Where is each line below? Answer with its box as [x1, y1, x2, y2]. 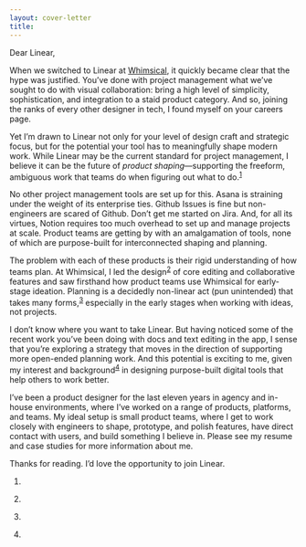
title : [9, 22, 35, 31]
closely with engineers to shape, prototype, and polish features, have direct [9, 421, 294, 432]
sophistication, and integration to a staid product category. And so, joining [9, 93, 289, 105]
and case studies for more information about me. [9, 440, 194, 452]
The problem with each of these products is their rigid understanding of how [9, 255, 297, 266]
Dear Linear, [9, 47, 56, 58]
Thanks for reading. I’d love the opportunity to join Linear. [9, 458, 226, 469]
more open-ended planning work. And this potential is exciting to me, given [9, 353, 292, 364]
